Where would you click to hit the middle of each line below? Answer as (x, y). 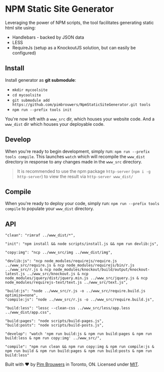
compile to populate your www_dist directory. (49, 209)
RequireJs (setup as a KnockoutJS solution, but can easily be (74, 47)
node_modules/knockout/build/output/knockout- (102, 270)
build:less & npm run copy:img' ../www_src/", (53, 338)
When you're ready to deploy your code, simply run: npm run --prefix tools (82, 204)
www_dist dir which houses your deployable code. (55, 124)
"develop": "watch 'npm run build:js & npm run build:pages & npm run (79, 334)
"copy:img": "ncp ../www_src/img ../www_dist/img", (59, 253)
